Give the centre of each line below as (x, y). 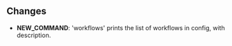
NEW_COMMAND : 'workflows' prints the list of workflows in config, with (121, 27)
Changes (26, 11)
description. (34, 35)
